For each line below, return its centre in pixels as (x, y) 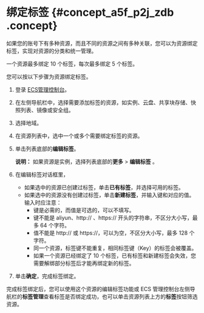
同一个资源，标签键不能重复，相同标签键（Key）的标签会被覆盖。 (115, 248)
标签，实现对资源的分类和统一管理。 (52, 51)
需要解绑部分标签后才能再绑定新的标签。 (84, 263)
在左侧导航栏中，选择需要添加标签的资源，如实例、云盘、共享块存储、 (103, 102)
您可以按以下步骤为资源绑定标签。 (49, 76)
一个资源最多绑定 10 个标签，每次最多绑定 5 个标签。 (72, 64)
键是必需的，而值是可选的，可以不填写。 (84, 210)
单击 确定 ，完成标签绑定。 (47, 276)
